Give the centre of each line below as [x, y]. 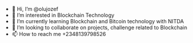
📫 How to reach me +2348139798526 [59, 34]
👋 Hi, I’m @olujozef [35, 9]
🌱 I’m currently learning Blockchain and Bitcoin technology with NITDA [98, 21]
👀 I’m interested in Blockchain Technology [63, 15]
